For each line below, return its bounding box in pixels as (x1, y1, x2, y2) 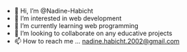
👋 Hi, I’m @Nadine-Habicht (14, 7, 93, 15)
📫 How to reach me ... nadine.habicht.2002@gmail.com (14, 37, 180, 45)
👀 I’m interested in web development (14, 14, 122, 22)
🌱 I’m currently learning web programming (14, 22, 139, 30)
